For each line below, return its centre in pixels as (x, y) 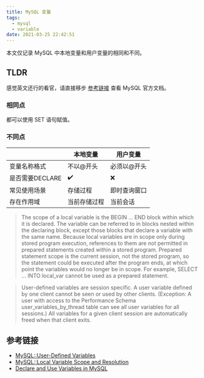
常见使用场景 (28, 190)
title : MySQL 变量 (29, 12)
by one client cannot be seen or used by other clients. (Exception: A (106, 294)
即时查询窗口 (128, 190)
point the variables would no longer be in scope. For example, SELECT (109, 269)
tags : (13, 18)
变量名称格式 (28, 166)
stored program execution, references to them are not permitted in (104, 243)
